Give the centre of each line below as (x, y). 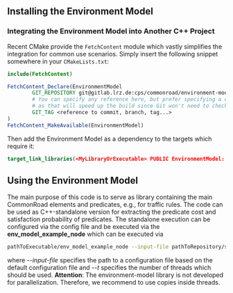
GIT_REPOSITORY (54, 93)
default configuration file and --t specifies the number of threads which (109, 268)
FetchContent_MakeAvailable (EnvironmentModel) (76, 125)
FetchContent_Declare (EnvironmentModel (65, 86)
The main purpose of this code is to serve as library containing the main (110, 197)
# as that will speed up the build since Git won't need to (121, 106)
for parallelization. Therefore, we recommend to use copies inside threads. (114, 283)
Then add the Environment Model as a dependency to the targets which (110, 138)
